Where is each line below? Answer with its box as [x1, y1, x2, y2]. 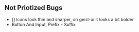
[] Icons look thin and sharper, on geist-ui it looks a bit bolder [11, 16, 134, 22]
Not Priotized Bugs [4, 4, 63, 12]
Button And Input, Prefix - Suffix [11, 21, 76, 27]
